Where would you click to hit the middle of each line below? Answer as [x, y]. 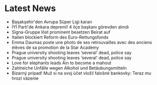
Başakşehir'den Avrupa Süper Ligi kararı [52, 22]
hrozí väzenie [25, 78]
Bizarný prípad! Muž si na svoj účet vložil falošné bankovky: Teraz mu [81, 73]
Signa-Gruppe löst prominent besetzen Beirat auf [61, 32]
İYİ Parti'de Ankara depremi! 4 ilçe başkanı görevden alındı [70, 27]
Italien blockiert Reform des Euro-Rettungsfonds [60, 37]
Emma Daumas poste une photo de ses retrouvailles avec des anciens [82, 42]
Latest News [30, 8]
